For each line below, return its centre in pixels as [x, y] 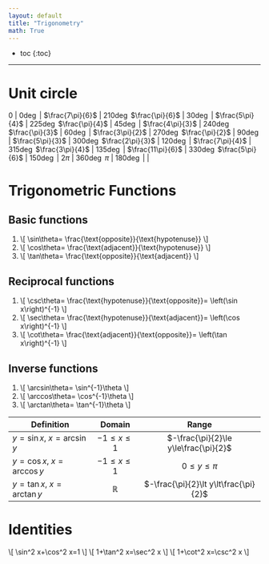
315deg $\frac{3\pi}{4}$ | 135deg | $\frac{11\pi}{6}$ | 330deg [111, 150]
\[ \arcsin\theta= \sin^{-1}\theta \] [74, 387]
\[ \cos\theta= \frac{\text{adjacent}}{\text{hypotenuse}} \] [115, 248]
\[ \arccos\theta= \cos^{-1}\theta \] [77, 396]
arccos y [28, 471]
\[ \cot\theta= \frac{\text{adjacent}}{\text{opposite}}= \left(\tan [123, 335]
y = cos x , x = [38, 461]
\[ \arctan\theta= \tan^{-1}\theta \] [75, 405]
